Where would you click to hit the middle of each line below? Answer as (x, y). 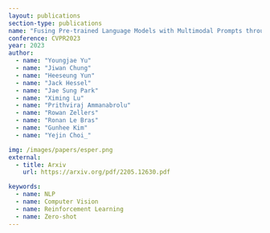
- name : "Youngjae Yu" (53, 61)
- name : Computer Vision (57, 202)
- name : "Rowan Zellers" (57, 113)
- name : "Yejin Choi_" (53, 135)
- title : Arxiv (41, 165)
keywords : (25, 187)
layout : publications (45, 16)
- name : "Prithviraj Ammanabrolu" (73, 105)
